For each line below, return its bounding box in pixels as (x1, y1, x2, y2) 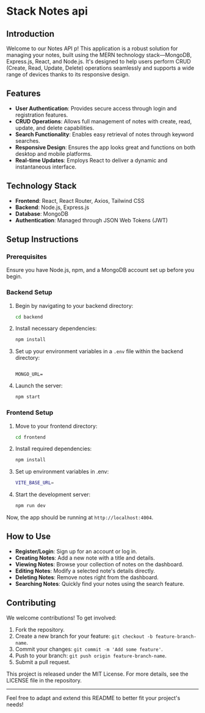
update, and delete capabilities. (15, 124, 95, 131)
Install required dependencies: (15, 445, 92, 453)
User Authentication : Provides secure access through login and (15, 104, 177, 112)
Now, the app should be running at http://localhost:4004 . (6, 514, 154, 521)
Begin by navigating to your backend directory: (15, 302, 134, 309)
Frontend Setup (6, 408, 54, 417)
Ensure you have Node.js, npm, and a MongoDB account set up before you (6, 266, 195, 274)
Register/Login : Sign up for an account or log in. (15, 547, 137, 555)
